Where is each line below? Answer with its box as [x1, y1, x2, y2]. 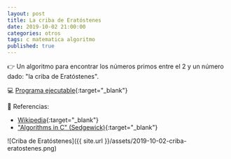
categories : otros [7, 29, 61, 37]
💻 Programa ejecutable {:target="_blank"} [7, 86, 128, 94]
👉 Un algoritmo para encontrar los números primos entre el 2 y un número [7, 62, 224, 70]
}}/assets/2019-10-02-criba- [104, 137, 187, 145]
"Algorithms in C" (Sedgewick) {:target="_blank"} [17, 123, 158, 131]
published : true [7, 43, 55, 50]
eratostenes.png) [7, 144, 57, 152]
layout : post [7, 10, 45, 17]
